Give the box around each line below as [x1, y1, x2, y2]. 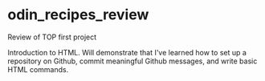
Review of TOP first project [7, 32, 97, 42]
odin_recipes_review [7, 6, 149, 24]
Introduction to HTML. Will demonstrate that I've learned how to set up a [7, 47, 247, 57]
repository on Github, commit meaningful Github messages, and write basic [7, 56, 258, 66]
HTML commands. [7, 64, 69, 74]
